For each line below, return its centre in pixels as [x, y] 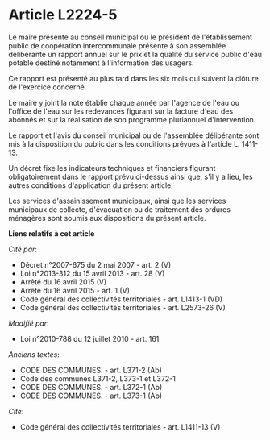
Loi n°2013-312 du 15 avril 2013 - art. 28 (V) [92, 273]
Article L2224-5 [63, 15]
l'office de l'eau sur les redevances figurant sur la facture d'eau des [121, 111]
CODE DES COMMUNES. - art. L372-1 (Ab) [91, 387]
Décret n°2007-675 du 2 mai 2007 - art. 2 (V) [96, 264]
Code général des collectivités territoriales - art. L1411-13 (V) [120, 427]
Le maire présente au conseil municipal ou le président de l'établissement [130, 37]
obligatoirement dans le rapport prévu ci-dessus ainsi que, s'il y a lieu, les [131, 176]
